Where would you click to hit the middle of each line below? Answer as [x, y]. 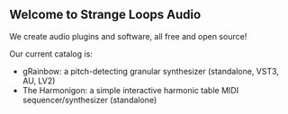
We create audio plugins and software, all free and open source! [128, 36]
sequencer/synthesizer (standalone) [90, 100]
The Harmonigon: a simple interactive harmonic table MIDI [130, 90]
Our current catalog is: [51, 54]
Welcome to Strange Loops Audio [105, 15]
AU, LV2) [39, 81]
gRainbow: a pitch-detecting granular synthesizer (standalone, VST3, [150, 71]
